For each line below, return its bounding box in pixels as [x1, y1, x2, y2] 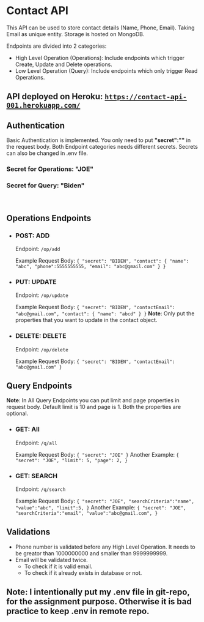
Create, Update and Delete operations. [15, 61, 113, 68]
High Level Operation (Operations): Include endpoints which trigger [15, 54, 185, 61]
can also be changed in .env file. [6, 149, 89, 157]
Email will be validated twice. [15, 556, 89, 563]
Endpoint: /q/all [15, 439, 58, 446]
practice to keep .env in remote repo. [6, 606, 150, 616]
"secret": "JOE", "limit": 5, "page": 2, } [15, 457, 128, 463]
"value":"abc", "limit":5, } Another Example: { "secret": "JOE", [15, 504, 186, 511]
